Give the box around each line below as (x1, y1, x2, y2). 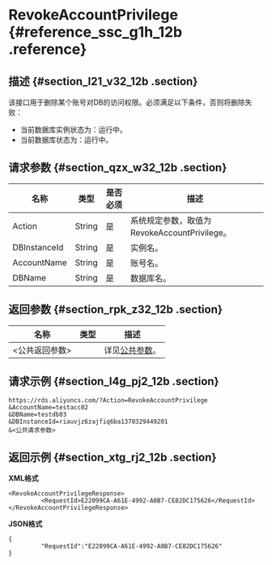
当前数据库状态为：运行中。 (19, 135, 113, 144)
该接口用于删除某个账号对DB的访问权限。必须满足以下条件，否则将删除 (8, 97, 245, 107)
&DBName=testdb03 (8, 411, 67, 419)
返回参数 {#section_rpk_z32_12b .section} (8, 302, 223, 317)
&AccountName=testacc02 (8, 404, 89, 412)
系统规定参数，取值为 (130, 215, 212, 226)
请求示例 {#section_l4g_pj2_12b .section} (8, 375, 220, 388)
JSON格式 (8, 519, 43, 529)
